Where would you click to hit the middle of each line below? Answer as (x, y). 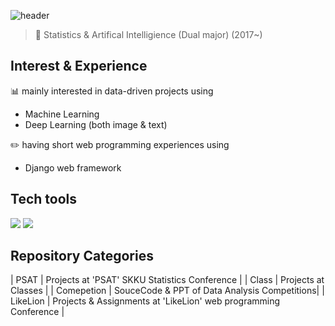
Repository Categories (82, 256)
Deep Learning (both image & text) (96, 124)
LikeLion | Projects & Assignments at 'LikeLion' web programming (145, 301)
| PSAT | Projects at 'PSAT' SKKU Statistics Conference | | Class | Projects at (167, 280)
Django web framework (73, 167)
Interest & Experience (79, 66)
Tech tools (43, 199)
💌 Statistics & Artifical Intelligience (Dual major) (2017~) (148, 34)
